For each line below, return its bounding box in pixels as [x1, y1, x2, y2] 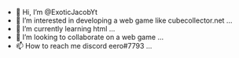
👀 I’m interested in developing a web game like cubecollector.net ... [15, 16, 233, 25]
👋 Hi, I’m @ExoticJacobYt [15, 8, 98, 16]
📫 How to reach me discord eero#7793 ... [15, 42, 153, 50]
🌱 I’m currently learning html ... [15, 24, 116, 33]
